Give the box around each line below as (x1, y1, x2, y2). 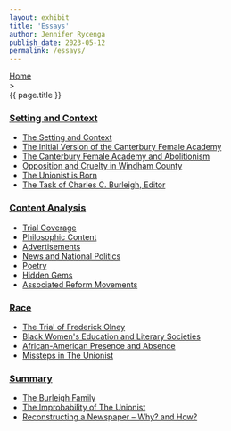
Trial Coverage (21, 222, 78, 233)
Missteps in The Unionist (21, 350, 114, 361)
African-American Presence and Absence (21, 341, 176, 352)
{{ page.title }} (9, 90, 62, 101)
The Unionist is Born (21, 170, 98, 181)
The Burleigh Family (21, 393, 96, 403)
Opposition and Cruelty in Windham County (21, 161, 183, 171)
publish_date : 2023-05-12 (9, 37, 105, 47)
